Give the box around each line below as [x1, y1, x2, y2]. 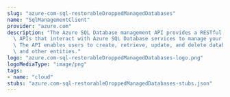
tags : [7, 67, 23, 74]
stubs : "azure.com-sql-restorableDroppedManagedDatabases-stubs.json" [7, 80, 213, 87]
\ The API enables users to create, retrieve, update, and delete [13, 42, 207, 48]
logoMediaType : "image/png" [7, 61, 88, 68]
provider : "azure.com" [7, 23, 72, 29]
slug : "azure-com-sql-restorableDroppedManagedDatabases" [7, 10, 176, 17]
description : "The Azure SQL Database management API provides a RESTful [7, 29, 222, 36]
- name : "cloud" [7, 73, 53, 81]
